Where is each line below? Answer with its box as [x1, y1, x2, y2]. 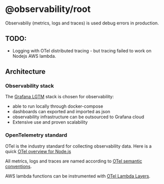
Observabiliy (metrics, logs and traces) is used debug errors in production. [5, 20, 159, 26]
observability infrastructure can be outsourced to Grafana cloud [12, 114, 144, 120]
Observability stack [5, 82, 54, 89]
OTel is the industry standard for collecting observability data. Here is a [5, 143, 152, 149]
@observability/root [5, 3, 91, 15]
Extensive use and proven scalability [12, 119, 88, 125]
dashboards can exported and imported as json [12, 109, 110, 115]
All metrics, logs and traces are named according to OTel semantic [5, 158, 142, 164]
